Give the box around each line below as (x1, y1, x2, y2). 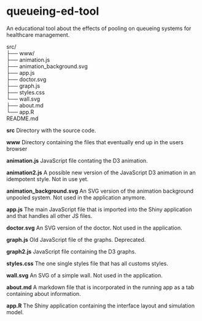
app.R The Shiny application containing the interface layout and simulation (6, 302, 195, 309)
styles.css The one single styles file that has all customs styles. (6, 260, 169, 267)
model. (6, 308, 24, 315)
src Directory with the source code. (6, 126, 96, 134)
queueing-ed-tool (6, 4, 99, 18)
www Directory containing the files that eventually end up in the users (6, 138, 184, 145)
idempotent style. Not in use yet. (6, 175, 89, 182)
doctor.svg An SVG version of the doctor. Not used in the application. (6, 224, 182, 231)
